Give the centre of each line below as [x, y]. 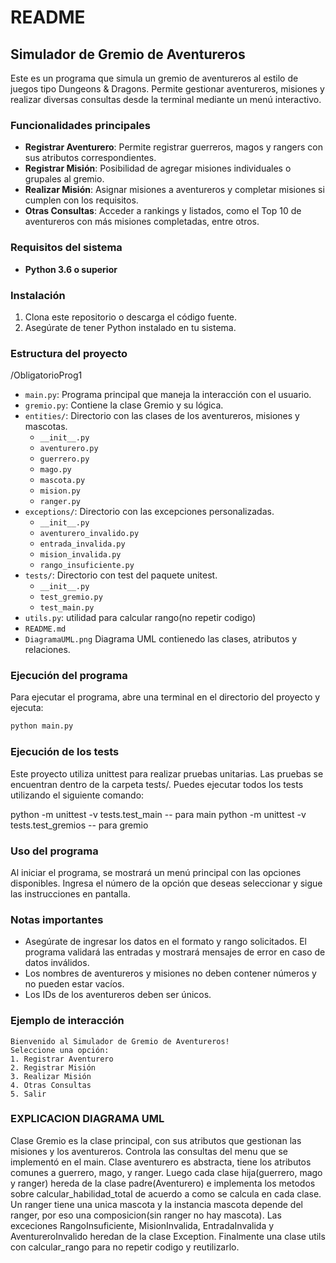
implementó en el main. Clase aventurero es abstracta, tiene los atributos [161, 1162]
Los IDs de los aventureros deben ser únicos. [118, 995]
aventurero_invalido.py [89, 534]
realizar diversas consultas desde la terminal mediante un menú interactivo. [166, 99]
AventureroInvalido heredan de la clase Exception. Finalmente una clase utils [168, 1236]
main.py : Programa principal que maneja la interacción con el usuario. [168, 395]
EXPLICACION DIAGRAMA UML [87, 1119]
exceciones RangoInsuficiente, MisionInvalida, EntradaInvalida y [142, 1225]
